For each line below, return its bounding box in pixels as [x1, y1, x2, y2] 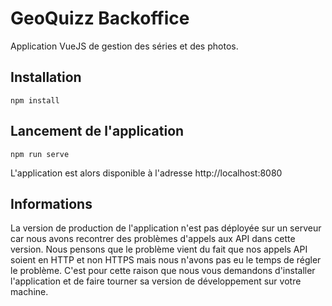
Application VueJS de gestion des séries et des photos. [10, 40, 239, 52]
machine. [10, 286, 49, 298]
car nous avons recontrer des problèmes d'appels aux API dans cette [10, 233, 296, 245]
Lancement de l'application [10, 123, 185, 140]
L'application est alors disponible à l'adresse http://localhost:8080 [10, 167, 283, 179]
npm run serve [10, 149, 70, 159]
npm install [10, 95, 60, 106]
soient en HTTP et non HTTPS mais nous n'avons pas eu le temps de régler [10, 254, 322, 266]
